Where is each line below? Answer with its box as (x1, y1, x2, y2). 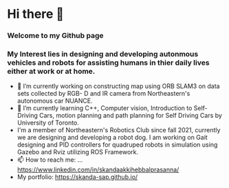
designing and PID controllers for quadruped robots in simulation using (17, 140, 218, 149)
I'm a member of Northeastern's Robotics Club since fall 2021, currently (17, 126, 221, 134)
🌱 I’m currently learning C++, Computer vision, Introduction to (17, 104, 193, 112)
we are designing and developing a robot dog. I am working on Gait (17, 134, 208, 142)
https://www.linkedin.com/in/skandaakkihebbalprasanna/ (17, 165, 179, 174)
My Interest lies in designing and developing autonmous (7, 50, 199, 59)
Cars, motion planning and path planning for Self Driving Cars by (39, 112, 222, 120)
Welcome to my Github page (7, 31, 105, 41)
